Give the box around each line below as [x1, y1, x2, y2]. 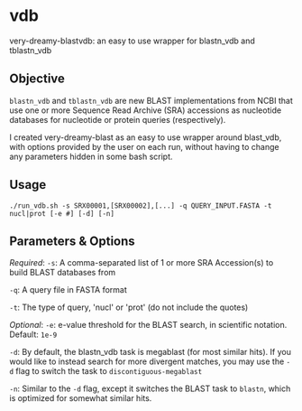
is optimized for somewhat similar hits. [9, 393, 152, 404]
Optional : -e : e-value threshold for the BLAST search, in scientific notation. [9, 320, 288, 331]
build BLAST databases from [9, 267, 116, 278]
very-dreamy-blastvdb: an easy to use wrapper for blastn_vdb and [9, 35, 255, 46]
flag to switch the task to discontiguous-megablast [15, 366, 203, 377]
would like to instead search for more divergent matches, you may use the [9, 356, 285, 367]
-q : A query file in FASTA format [9, 285, 128, 295]
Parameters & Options [9, 233, 135, 248]
